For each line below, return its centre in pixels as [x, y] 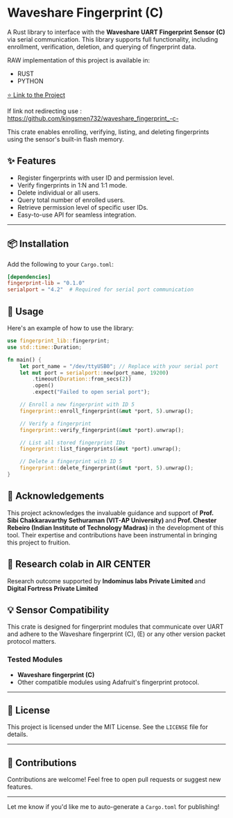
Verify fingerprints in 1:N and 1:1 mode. [72, 185]
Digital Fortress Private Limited [53, 588]
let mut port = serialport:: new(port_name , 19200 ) [94, 373]
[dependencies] [29, 277]
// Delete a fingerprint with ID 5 [71, 462]
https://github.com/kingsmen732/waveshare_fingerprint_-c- [93, 118]
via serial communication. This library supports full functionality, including [113, 39]
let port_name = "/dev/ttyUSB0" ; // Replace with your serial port [119, 366]
